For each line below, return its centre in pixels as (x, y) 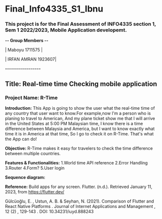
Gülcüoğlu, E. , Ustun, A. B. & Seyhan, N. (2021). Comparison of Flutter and (80, 201)
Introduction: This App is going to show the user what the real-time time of (80, 108)
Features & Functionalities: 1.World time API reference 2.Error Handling (76, 163)
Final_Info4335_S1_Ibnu (54, 9)
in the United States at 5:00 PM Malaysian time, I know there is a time (74, 124)
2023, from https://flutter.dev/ (35, 192)
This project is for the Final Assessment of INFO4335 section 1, (81, 24)
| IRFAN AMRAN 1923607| (31, 59)
